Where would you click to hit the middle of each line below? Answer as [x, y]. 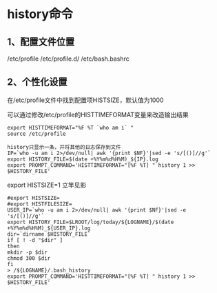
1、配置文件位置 [41, 42]
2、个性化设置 [37, 82]
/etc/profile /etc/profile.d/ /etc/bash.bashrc [68, 59]
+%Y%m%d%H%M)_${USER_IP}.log [49, 228]
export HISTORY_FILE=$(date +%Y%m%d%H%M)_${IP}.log [83, 159]
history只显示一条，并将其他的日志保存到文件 [64, 147]
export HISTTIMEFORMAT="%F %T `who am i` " [71, 128]
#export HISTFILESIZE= [40, 204]
